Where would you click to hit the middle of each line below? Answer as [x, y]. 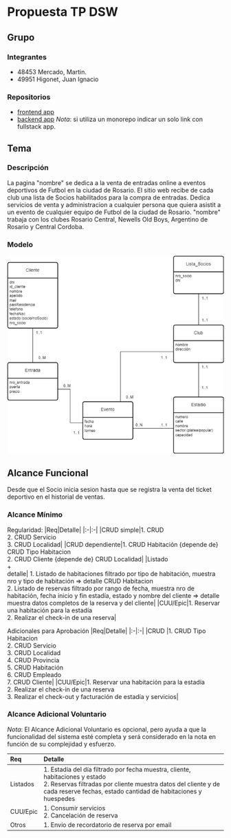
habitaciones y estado [75, 776]
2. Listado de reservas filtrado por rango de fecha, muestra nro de [101, 588]
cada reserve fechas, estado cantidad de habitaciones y [123, 791]
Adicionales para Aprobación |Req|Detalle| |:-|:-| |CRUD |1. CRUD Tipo [107, 631]
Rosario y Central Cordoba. [46, 226]
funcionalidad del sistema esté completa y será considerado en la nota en [112, 736]
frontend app [36, 112]
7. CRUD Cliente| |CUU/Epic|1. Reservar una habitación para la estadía [106, 682]
